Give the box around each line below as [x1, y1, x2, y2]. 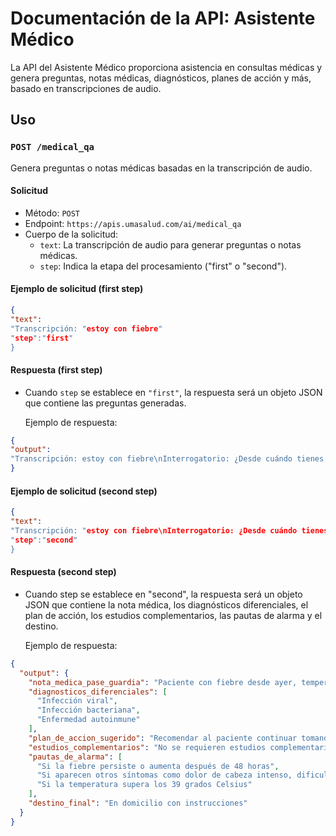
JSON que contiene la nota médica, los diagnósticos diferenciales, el [24, 598, 309, 611]
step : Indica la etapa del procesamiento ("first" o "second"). [39, 260, 288, 272]
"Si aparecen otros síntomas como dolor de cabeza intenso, [36, 770, 293, 781]
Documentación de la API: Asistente [10, 7, 316, 30]
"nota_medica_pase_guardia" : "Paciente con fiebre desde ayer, [28, 677, 298, 687]
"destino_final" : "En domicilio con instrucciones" [28, 798, 248, 809]
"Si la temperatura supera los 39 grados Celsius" [36, 780, 253, 790]
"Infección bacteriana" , [36, 705, 141, 716]
